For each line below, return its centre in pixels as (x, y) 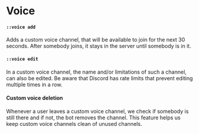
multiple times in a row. (34, 84)
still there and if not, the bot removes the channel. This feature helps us (94, 118)
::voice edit (22, 59)
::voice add (21, 27)
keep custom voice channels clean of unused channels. (74, 123)
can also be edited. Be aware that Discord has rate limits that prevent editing (99, 78)
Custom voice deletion (35, 98)
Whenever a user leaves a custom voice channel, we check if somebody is (97, 111)
